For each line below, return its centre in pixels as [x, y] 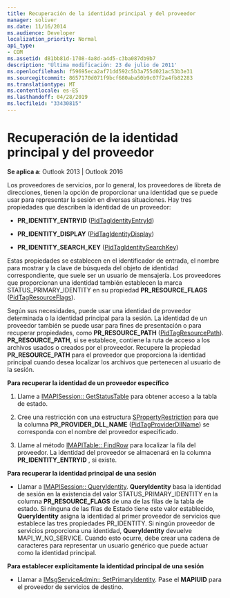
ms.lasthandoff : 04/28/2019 [48, 97]
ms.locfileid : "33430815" [44, 104]
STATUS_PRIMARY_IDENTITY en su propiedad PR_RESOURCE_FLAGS [107, 290]
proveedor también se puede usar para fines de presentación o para [104, 325]
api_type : [21, 46]
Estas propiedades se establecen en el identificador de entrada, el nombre [113, 261]
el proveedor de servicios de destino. [70, 587]
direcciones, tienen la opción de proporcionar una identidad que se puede [113, 192]
